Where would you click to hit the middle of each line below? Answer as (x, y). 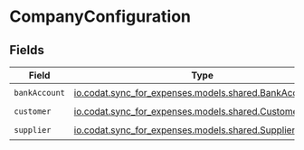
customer (33, 111)
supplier (33, 130)
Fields (27, 50)
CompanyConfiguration (100, 17)
